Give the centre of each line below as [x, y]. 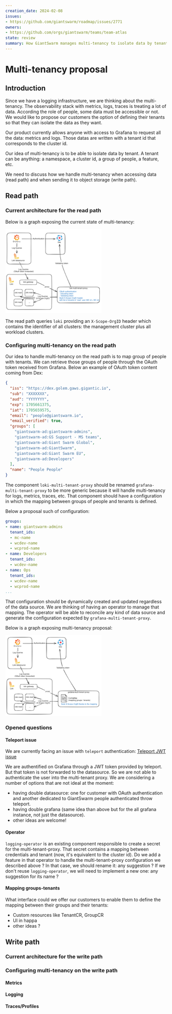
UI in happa [25, 920]
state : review [20, 38]
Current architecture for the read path [53, 211]
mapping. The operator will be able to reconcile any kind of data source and [85, 613]
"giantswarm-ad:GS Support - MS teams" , [58, 437]
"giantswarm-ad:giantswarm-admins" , [54, 432]
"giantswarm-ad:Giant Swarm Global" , [55, 443]
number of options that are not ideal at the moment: [60, 783]
